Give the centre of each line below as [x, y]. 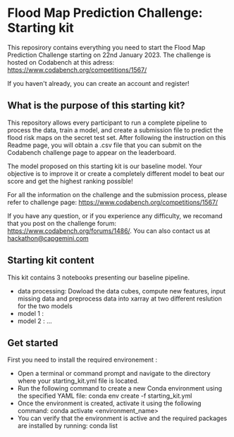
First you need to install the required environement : [82, 360]
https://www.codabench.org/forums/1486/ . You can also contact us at [109, 231]
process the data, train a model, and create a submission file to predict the [115, 130]
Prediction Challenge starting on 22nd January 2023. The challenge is [109, 55]
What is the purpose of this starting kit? [96, 106]
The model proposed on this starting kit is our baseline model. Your [105, 166]
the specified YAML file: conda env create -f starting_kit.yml [105, 396]
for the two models [45, 306]
